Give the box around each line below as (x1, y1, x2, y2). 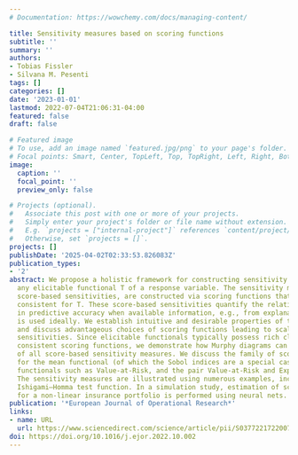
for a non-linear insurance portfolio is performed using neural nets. (17, 391, 288, 400)
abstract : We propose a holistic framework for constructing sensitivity (9, 276, 288, 285)
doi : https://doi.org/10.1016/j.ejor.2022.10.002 (9, 432, 197, 441)
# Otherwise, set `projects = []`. (9, 234, 149, 243)
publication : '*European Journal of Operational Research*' (9, 399, 237, 408)
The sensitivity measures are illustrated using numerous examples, (17, 374, 276, 383)
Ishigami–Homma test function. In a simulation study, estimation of (17, 382, 279, 391)
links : (9, 407, 34, 417)
